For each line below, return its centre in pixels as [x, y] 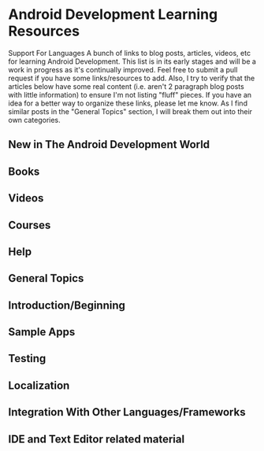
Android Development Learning [113, 15]
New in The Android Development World [109, 144]
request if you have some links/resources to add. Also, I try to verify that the [132, 78]
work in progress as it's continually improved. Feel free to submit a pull [123, 69]
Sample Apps [42, 332]
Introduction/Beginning [67, 305]
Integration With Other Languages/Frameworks [127, 412]
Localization [39, 385]
